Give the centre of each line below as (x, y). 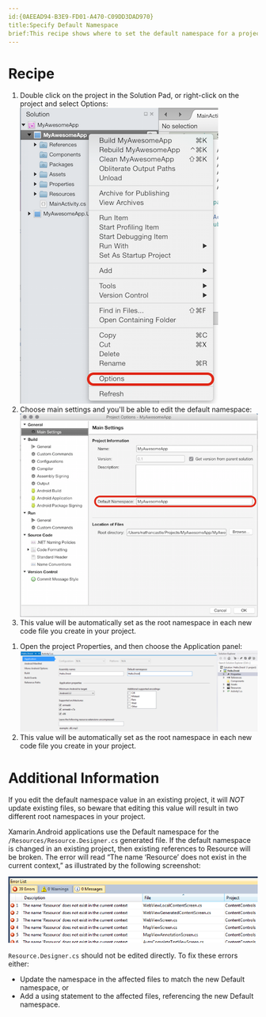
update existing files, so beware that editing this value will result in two (123, 808)
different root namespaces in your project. (77, 817)
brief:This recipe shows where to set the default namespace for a (122, 33)
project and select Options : (64, 104)
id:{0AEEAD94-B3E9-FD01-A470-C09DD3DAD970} (81, 17)
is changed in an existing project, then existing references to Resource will (129, 849)
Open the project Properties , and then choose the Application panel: (131, 647)
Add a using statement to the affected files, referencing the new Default (137, 996)
